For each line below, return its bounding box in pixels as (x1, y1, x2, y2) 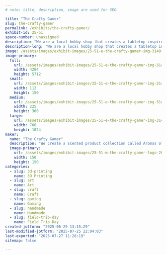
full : (9, 58, 21, 63)
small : (9, 77, 23, 82)
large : (9, 113, 23, 118)
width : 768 (14, 122, 37, 127)
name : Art (14, 182, 35, 188)
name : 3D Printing (14, 173, 52, 178)
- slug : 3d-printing (9, 169, 52, 174)
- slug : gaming (9, 196, 41, 201)
